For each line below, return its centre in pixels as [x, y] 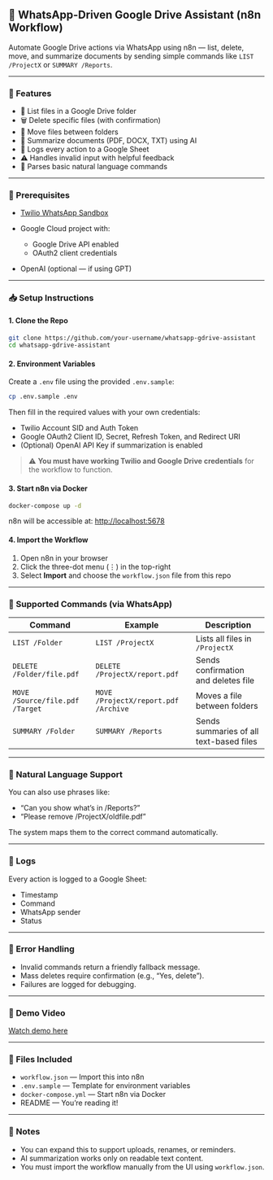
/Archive [112, 708]
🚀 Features [30, 93]
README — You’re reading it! [69, 1103]
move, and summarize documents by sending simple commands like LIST [131, 56]
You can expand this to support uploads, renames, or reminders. [128, 1149]
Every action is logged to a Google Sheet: [78, 879]
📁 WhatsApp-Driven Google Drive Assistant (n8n [135, 15]
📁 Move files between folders [69, 132]
